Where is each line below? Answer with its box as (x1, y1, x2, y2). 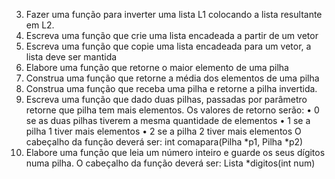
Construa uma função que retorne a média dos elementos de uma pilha (25, 72, 320, 84)
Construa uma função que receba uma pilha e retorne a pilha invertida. (25, 83, 318, 94)
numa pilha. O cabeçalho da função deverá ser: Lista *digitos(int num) (25, 157, 316, 169)
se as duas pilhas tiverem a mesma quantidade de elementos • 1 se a (25, 115, 311, 126)
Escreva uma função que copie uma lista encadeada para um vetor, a (25, 40, 312, 52)
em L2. (25, 19, 55, 31)
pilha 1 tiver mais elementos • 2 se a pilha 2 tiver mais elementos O (25, 125, 302, 137)
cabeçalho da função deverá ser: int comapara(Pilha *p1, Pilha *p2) (25, 136, 304, 148)
